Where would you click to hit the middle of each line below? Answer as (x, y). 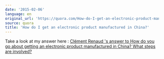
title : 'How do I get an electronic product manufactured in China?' (77, 28)
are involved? (19, 52)
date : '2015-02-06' (25, 9)
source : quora (20, 23)
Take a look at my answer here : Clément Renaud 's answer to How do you (80, 41)
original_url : (20, 18)
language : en (18, 14)
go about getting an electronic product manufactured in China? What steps (80, 46)
